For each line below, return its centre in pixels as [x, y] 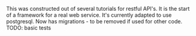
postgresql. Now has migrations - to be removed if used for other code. [94, 21]
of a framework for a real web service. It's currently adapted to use [89, 15]
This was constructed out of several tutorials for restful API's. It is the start [98, 9]
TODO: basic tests [29, 28]
